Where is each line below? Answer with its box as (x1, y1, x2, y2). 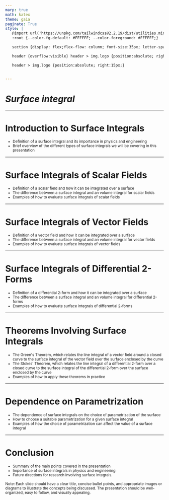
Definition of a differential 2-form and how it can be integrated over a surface (12, 291, 147, 296)
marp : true (5, 7, 28, 13)
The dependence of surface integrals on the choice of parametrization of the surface (12, 412, 161, 418)
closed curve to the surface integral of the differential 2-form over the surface (12, 366, 148, 371)
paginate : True (5, 21, 37, 27)
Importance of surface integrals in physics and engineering (12, 468, 116, 473)
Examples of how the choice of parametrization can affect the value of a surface (12, 421, 152, 426)
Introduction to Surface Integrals (5, 122, 145, 134)
